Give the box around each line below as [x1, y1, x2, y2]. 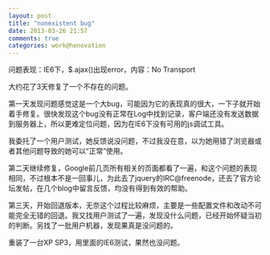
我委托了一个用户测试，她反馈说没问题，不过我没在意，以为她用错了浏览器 [8, 136, 255, 146]
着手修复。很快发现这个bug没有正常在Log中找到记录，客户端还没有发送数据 [8, 109, 260, 119]
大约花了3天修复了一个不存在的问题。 [8, 82, 133, 92]
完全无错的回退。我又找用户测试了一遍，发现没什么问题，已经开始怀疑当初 [14, 211, 262, 220]
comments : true [8, 34, 59, 43]
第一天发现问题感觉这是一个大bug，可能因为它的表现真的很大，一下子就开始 [8, 99, 261, 109]
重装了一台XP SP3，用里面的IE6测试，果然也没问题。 [8, 238, 185, 248]
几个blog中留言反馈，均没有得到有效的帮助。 [43, 183, 192, 193]
